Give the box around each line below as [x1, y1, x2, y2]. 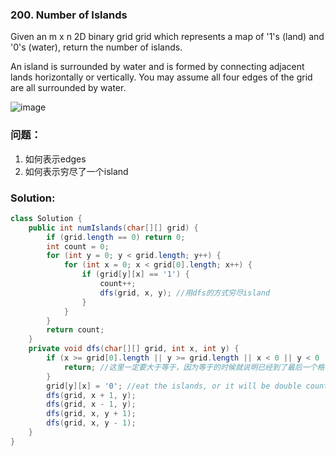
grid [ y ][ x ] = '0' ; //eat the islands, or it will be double [46, 381, 302, 391]
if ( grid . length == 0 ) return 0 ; [46, 232, 186, 242]
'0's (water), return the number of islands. [10, 41, 183, 53]
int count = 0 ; [46, 241, 110, 252]
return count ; [46, 325, 105, 335]
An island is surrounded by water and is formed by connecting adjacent [10, 61, 305, 73]
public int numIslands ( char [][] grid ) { [28, 223, 199, 233]
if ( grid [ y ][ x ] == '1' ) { [81, 269, 190, 280]
